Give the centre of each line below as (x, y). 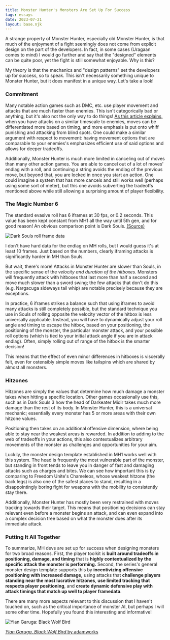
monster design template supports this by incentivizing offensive (74, 570)
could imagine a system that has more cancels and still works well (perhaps (84, 180)
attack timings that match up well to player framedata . (63, 592)
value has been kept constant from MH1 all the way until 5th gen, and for (81, 220)
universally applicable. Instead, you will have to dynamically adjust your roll (84, 319)
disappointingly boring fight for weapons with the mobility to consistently (82, 487)
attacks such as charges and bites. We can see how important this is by (80, 471)
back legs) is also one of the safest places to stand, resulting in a (73, 482)
